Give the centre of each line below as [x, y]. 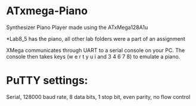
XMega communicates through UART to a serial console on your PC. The [96, 50]
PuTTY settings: [47, 81]
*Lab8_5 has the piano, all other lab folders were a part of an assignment [96, 38]
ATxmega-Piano [47, 11]
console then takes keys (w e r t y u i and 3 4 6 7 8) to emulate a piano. [93, 56]
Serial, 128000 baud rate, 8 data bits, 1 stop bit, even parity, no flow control [98, 97]
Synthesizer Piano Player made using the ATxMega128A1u [77, 27]
